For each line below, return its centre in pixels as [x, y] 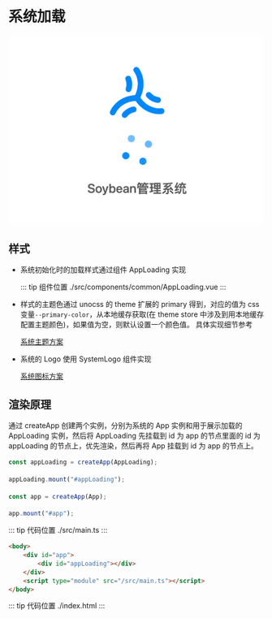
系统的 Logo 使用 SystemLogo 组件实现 [86, 359]
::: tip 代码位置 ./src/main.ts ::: [58, 530]
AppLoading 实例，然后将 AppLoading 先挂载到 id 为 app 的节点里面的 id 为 [135, 436]
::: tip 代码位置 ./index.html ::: [57, 606]
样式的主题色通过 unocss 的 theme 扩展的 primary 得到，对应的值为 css [140, 305]
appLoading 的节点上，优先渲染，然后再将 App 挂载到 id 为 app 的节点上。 [133, 446]
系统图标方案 [41, 376]
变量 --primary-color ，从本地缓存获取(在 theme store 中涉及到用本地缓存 [142, 314]
